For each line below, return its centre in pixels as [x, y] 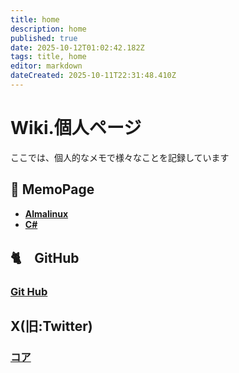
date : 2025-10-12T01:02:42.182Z [77, 47]
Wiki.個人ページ [76, 128]
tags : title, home [48, 57]
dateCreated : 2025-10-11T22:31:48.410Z [93, 76]
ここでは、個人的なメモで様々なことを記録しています [120, 157]
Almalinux [46, 213]
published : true [44, 38]
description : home [48, 29]
